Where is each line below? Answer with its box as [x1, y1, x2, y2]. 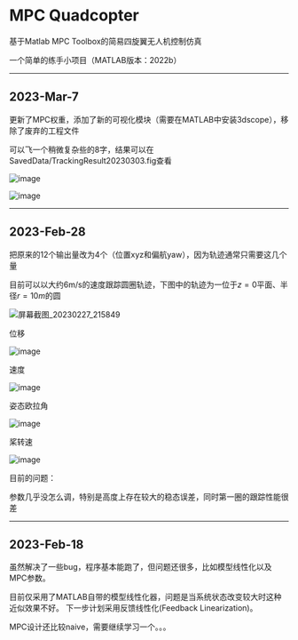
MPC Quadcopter [9, 5, 140, 26]
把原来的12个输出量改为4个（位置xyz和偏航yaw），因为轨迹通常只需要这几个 [9, 249, 287, 260]
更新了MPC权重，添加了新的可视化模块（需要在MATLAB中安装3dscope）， [9, 114, 281, 124]
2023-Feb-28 [9, 224, 86, 240]
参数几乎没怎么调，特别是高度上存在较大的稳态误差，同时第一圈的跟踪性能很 [9, 491, 289, 502]
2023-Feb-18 [9, 537, 84, 552]
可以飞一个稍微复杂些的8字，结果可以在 [9, 144, 154, 155]
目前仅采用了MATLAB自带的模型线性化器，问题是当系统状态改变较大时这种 [9, 592, 282, 603]
